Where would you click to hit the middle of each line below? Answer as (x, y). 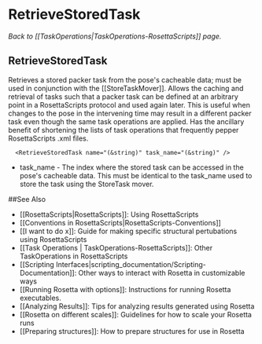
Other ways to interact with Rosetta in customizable (162, 273)
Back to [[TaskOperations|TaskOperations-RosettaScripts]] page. (115, 36)
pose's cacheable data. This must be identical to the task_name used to (136, 175)
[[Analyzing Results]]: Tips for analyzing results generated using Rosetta (137, 306)
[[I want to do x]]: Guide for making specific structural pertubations (128, 231)
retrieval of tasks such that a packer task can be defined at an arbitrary (123, 97)
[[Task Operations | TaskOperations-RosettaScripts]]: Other (116, 247)
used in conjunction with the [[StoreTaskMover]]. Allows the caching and (126, 88)
